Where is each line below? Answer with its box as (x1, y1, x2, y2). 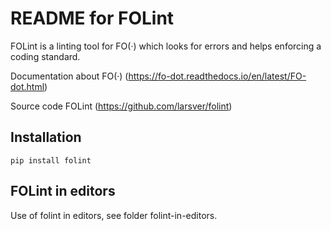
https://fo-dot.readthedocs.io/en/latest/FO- (128, 70, 307, 82)
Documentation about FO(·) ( (10, 70, 129, 82)
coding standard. (10, 50, 81, 62)
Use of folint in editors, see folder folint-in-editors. (10, 209, 218, 221)
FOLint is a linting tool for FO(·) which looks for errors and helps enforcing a (10, 40, 322, 52)
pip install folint (10, 155, 92, 166)
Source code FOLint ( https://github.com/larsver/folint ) (10, 100, 233, 112)
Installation (10, 129, 82, 146)
